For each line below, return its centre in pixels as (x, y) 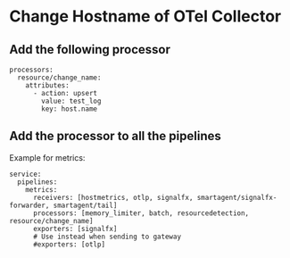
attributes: (47, 86)
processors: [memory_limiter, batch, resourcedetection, (141, 213)
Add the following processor (90, 50)
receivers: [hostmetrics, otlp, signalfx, (113, 197)
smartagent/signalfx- (237, 197)
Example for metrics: (47, 157)
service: (25, 174)
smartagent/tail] (85, 205)
